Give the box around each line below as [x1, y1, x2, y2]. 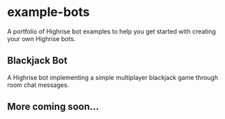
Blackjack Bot [7, 55, 68, 67]
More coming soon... [7, 101, 99, 113]
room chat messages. [7, 81, 69, 89]
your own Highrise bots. [7, 34, 76, 42]
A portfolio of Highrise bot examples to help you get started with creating [7, 27, 217, 35]
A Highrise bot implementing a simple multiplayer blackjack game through [7, 73, 219, 81]
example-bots [7, 4, 90, 20]
